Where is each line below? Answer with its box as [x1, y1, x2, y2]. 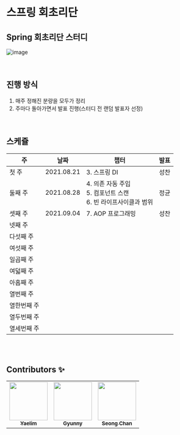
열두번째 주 [9, 312, 40, 321]
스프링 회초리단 [6, 6, 78, 20]
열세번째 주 [9, 324, 40, 333]
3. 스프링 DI [86, 168, 118, 176]
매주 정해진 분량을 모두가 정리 [15, 97, 85, 104]
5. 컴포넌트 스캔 [86, 188, 129, 197]
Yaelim [20, 420, 37, 427]
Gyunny [63, 420, 83, 427]
